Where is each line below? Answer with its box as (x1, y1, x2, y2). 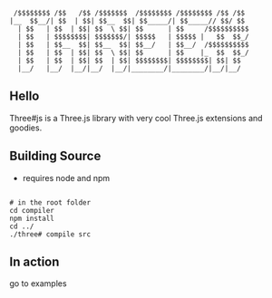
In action (9, 255, 60, 270)
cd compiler (9, 206, 54, 215)
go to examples (9, 278, 67, 289)
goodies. (9, 122, 43, 133)
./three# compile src (9, 229, 92, 239)
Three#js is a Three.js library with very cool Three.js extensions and (9, 112, 263, 123)
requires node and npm (22, 172, 111, 183)
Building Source (9, 149, 102, 164)
